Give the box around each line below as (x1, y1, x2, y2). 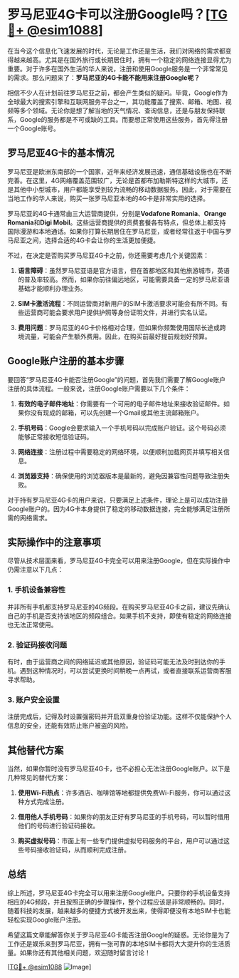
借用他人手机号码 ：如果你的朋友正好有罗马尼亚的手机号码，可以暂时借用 (17, 813, 230, 821)
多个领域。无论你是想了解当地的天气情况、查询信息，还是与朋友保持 (19, 106, 219, 115)
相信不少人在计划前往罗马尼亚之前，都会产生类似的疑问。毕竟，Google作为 (7, 88, 228, 97)
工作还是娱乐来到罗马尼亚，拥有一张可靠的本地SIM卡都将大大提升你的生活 (7, 939, 225, 948)
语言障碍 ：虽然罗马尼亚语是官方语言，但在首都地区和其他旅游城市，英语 (17, 266, 230, 274)
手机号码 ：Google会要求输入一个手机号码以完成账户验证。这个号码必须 (17, 423, 226, 432)
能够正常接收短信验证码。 (17, 432, 93, 441)
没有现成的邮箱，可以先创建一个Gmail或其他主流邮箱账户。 (30, 408, 203, 417)
